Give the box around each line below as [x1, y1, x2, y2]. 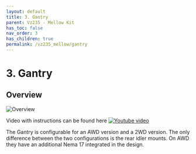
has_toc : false [6, 25, 43, 31]
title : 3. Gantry [6, 14, 49, 20]
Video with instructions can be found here [6, 117, 107, 124]
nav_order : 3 [6, 31, 38, 36]
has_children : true [6, 36, 54, 42]
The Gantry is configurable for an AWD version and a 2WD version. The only [6, 128, 190, 135]
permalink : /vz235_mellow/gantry [6, 42, 88, 48]
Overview [6, 90, 43, 100]
